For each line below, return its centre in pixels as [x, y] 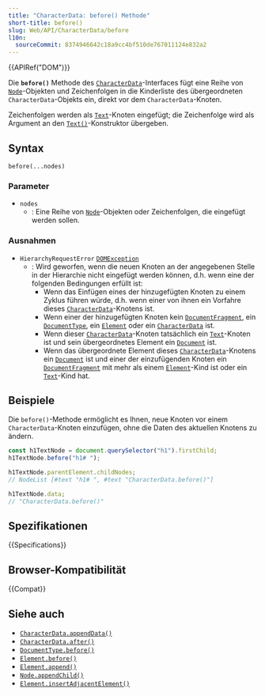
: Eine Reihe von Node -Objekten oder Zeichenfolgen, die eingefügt [138, 212]
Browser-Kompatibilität [67, 570]
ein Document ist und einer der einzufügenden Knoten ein [135, 359]
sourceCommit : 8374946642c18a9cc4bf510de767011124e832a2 [111, 45]
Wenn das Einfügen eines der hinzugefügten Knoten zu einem [144, 291]
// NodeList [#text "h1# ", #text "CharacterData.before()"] [111, 479]
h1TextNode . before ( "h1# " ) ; [55, 458]
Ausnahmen [32, 240]
